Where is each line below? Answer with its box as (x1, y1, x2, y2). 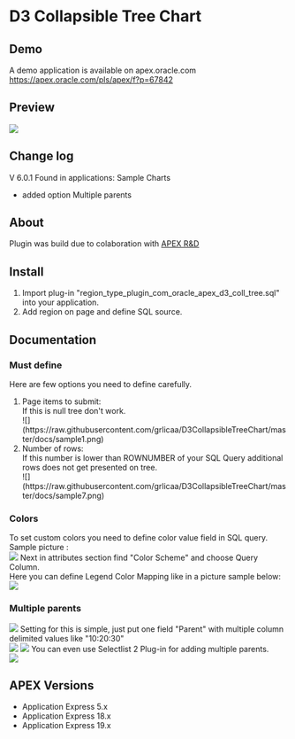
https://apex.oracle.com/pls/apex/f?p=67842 (9, 74, 174, 85)
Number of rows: (21, 443, 84, 454)
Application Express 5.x (21, 702, 109, 712)
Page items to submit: (21, 396, 102, 407)
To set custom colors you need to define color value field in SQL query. (9, 533, 268, 543)
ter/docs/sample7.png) (21, 490, 105, 501)
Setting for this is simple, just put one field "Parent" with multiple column (19, 623, 284, 634)
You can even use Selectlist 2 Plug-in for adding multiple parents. (30, 643, 269, 654)
